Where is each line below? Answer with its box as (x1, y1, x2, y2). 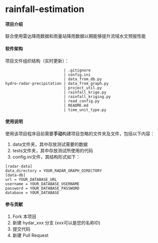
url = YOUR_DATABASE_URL (5, 177, 57, 182)
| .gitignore (63, 68, 91, 73)
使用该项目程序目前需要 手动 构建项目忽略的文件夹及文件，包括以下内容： (5, 131, 154, 137)
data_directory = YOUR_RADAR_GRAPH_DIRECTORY (5, 168, 102, 173)
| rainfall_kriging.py (63, 94, 111, 99)
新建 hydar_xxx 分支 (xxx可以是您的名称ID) (12, 220, 101, 225)
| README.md (63, 103, 89, 108)
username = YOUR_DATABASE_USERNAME (5, 181, 80, 186)
